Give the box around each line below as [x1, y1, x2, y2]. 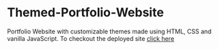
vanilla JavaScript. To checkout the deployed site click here [7, 34, 174, 42]
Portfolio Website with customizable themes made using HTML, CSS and [7, 27, 212, 35]
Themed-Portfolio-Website [7, 5, 164, 20]
